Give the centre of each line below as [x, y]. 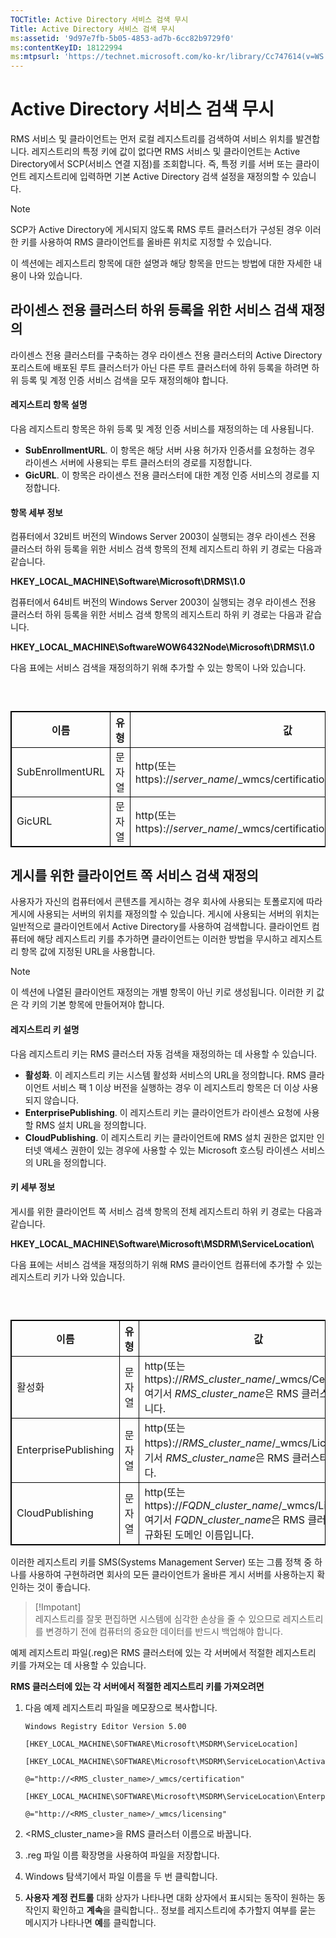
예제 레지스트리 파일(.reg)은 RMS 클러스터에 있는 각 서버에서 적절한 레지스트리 [163, 1653]
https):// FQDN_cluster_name [211, 1506]
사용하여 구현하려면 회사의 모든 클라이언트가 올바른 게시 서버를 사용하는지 [171, 1575]
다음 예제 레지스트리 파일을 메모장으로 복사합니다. [121, 1708]
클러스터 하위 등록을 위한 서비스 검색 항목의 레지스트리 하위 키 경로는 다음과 [157, 615]
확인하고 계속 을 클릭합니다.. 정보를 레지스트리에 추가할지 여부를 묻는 [184, 1910]
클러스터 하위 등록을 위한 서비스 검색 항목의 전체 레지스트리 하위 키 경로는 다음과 [166, 549]
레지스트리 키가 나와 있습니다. [68, 1277]
